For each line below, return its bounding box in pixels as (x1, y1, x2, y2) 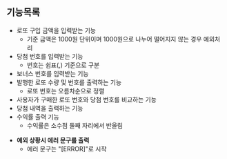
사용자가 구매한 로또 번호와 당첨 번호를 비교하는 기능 (16, 95, 157, 104)
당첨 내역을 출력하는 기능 (16, 104, 83, 112)
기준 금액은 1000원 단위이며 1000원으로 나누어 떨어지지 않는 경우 (26, 35, 202, 43)
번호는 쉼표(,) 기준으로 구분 (26, 61, 100, 69)
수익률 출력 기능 (16, 113, 59, 121)
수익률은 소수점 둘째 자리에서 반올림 (26, 121, 124, 129)
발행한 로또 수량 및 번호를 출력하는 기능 (16, 78, 122, 86)
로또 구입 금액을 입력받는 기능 (16, 26, 96, 35)
